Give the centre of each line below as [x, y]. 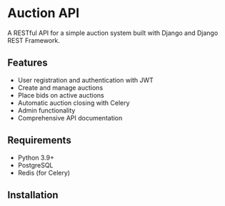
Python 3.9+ [36, 158]
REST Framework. [34, 40]
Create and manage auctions [60, 88]
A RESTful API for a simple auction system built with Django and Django [113, 33]
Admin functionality [46, 110]
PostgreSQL [35, 165]
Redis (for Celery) [44, 172]
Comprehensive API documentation [70, 118]
